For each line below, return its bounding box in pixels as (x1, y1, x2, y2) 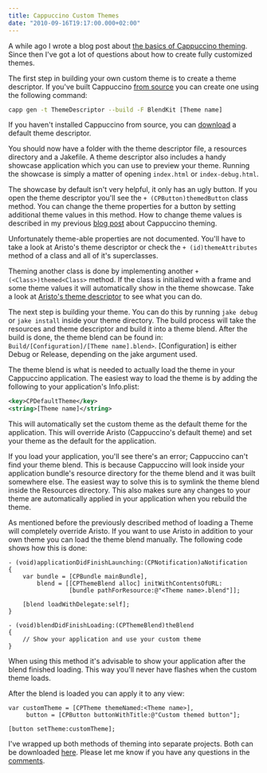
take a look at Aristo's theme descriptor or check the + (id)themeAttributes (8, 242, 257, 252)
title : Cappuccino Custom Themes (8, 11, 120, 20)
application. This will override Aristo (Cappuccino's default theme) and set (8, 428, 253, 438)
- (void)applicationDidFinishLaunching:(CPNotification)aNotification (8, 559, 248, 567)
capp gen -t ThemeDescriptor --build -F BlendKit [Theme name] (8, 105, 223, 114)
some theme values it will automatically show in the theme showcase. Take (8, 284, 254, 293)
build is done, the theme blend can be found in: (8, 332, 163, 343)
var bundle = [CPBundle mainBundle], (22, 573, 148, 581)
